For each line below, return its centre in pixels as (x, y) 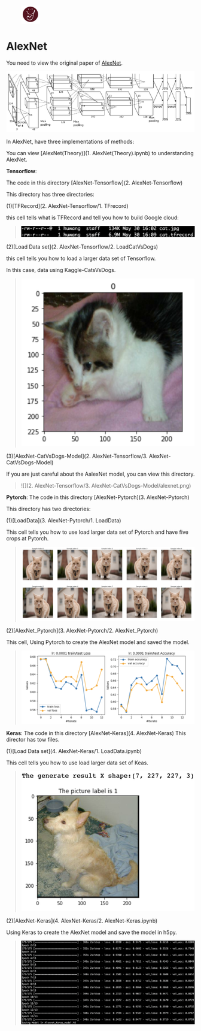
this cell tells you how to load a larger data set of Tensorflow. (81, 258)
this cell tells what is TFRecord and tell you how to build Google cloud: (93, 217)
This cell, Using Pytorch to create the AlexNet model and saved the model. (98, 642)
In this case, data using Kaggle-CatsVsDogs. (61, 270)
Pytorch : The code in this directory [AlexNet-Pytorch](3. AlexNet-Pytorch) (98, 497)
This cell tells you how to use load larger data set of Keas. (77, 763)
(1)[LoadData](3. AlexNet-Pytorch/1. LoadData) (64, 520)
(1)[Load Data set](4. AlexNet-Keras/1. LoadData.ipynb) (74, 751)
